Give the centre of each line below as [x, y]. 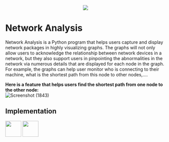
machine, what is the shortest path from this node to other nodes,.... [77, 74]
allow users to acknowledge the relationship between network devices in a [83, 53]
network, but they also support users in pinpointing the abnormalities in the [84, 58]
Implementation [31, 111]
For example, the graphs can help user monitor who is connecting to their [82, 69]
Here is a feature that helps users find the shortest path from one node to [84, 84]
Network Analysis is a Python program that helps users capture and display [84, 42]
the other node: [22, 90]
